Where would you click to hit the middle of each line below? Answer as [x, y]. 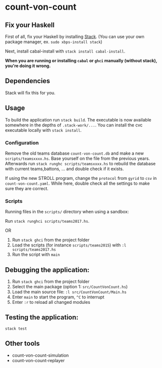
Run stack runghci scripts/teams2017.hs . [47, 221]
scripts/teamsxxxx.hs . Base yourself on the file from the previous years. [77, 158]
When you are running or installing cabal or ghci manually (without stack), [81, 61]
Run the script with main [36, 255]
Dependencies [27, 81]
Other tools [22, 343]
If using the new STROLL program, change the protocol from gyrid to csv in [81, 178]
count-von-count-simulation [40, 355]
